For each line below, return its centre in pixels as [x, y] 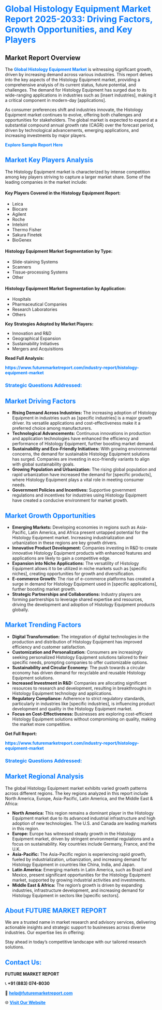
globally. [20, 609]
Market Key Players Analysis [49, 160]
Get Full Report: [21, 734]
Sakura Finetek [27, 235]
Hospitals [22, 299]
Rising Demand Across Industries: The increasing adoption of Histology [84, 413]
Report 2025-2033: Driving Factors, [79, 19]
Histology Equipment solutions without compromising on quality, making [84, 719]
